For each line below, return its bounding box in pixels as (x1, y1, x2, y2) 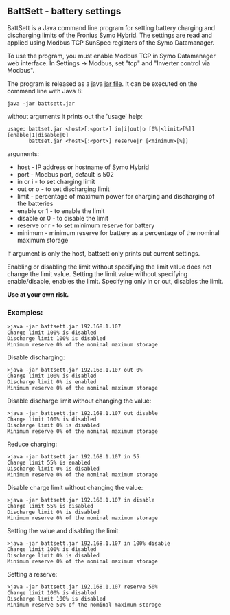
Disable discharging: (7, 353, 65, 361)
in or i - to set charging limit (16, 177, 95, 186)
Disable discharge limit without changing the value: (7, 396, 152, 405)
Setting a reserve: (7, 570, 58, 579)
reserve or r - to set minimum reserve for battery (16, 221, 155, 230)
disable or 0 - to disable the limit (16, 214, 108, 222)
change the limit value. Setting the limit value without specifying (7, 269, 188, 278)
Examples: (7, 307, 43, 317)
